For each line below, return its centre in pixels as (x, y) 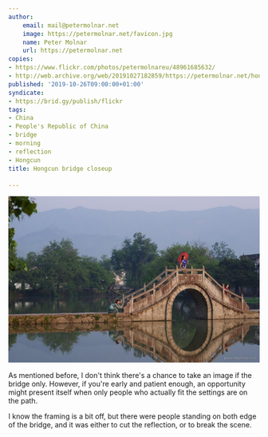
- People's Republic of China (59, 127)
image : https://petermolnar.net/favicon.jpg (98, 34)
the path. (23, 401)
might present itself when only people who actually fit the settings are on (128, 392)
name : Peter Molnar (55, 42)
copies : (21, 59)
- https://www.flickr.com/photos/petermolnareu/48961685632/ (112, 68)
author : (21, 17)
